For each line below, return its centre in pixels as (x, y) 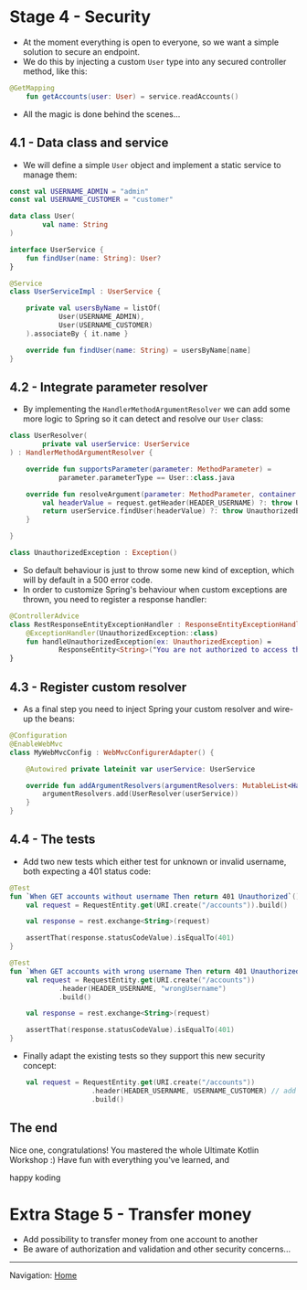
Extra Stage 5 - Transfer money (131, 1214)
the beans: (55, 719)
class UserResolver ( (49, 436)
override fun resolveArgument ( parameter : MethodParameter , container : (163, 494)
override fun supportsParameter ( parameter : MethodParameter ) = (149, 469)
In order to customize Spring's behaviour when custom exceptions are (155, 589)
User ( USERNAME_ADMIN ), (101, 317)
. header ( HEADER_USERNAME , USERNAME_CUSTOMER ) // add (194, 1091)
